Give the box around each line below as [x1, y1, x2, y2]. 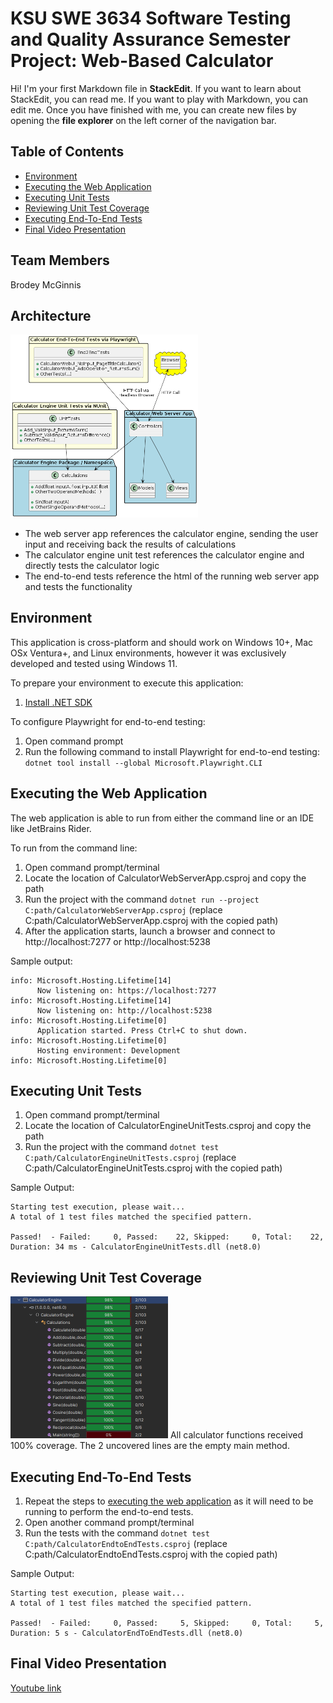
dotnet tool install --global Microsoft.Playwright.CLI [24, 758, 263, 768]
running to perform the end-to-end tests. [24, 1505, 194, 1517]
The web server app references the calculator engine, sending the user [24, 527, 319, 539]
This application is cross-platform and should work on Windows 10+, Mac [10, 636, 314, 648]
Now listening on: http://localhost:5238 [36, 1005, 213, 1016]
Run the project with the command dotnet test [24, 1141, 220, 1153]
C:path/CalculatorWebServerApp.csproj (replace [24, 903, 223, 916]
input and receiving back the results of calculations [24, 538, 237, 550]
